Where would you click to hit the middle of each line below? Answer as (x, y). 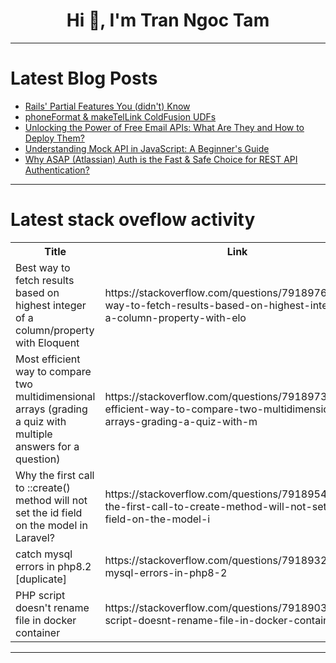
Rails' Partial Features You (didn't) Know (107, 106)
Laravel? (35, 537)
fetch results (45, 280)
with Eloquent (47, 342)
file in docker (46, 620)
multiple (34, 434)
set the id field (49, 512)
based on (37, 292)
